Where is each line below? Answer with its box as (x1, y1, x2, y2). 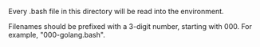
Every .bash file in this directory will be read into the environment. (8, 7, 225, 16)
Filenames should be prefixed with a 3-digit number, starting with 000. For (8, 22, 253, 31)
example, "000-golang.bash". (8, 31, 105, 39)
